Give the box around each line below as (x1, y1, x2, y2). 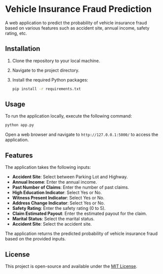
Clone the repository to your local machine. (12, 58, 100, 64)
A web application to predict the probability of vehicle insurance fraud (5, 20, 147, 26)
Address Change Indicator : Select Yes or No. (12, 200, 105, 206)
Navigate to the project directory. (12, 67, 80, 73)
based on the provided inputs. (5, 236, 66, 242)
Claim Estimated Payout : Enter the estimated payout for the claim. (12, 211, 147, 217)
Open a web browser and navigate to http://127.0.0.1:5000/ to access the (5, 132, 159, 138)
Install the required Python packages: (12, 77, 89, 82)
